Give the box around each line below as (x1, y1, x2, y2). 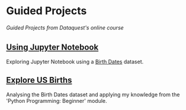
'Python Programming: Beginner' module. (6, 97, 108, 104)
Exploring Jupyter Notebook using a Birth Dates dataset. (6, 58, 144, 65)
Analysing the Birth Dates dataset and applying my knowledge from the (6, 90, 180, 98)
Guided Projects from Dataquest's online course (6, 24, 124, 31)
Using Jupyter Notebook (6, 43, 99, 53)
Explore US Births (6, 75, 72, 85)
